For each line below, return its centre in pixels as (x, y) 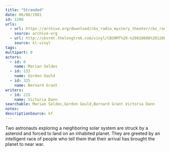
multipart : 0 (19, 52)
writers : (14, 90)
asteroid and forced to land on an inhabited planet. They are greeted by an (83, 133)
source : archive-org (36, 33)
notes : (12, 109)
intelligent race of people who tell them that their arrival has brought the (80, 139)
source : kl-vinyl (33, 43)
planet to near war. (25, 144)
